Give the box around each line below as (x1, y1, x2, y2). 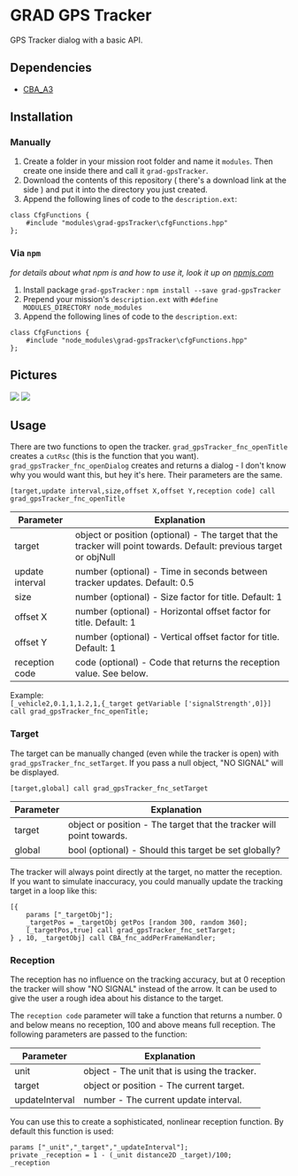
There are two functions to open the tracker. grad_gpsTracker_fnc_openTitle (10, 441, 288, 452)
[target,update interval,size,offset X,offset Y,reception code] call (10, 487, 276, 496)
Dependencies (10, 60, 92, 75)
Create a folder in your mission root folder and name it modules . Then (22, 156, 273, 167)
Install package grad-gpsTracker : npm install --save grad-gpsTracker (22, 284, 281, 295)
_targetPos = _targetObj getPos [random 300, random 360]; (26, 918, 248, 927)
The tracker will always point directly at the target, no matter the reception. (10, 866, 283, 877)
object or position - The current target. (83, 1079, 245, 1091)
